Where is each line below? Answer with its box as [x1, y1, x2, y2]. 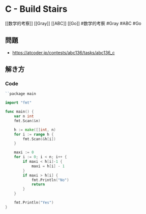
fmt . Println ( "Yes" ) [14, 200, 54, 205]
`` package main [5, 91, 36, 97]
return [31, 182, 45, 187]
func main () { [5, 109, 34, 114]
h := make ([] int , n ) [14, 127, 56, 132]
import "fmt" [5, 100, 32, 106]
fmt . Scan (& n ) [14, 118, 41, 123]
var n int [14, 114, 34, 119]
